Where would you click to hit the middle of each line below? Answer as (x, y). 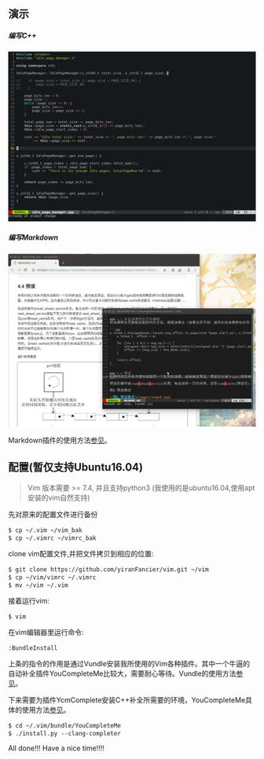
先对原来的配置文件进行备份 (53, 514)
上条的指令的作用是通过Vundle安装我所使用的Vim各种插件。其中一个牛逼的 (129, 663)
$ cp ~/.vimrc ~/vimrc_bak (52, 538)
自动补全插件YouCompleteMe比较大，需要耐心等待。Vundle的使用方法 (122, 673)
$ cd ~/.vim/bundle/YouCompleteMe (65, 725)
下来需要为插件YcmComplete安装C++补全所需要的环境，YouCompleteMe (127, 700)
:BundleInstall (33, 648)
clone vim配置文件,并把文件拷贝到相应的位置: (81, 553)
